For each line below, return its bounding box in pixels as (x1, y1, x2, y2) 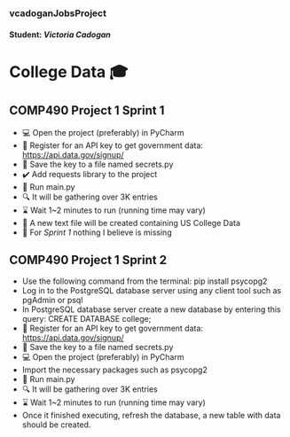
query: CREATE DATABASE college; (21, 314, 152, 324)
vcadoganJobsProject (9, 7, 106, 20)
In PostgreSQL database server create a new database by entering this (21, 304, 281, 315)
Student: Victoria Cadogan (9, 29, 111, 40)
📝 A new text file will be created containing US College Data (21, 217, 241, 228)
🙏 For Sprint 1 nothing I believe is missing (21, 227, 172, 238)
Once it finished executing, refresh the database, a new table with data (21, 410, 281, 421)
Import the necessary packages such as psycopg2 (21, 364, 208, 375)
